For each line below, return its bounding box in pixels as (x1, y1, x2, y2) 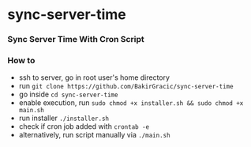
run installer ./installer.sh (18, 113, 110, 123)
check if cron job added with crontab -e (18, 122, 150, 131)
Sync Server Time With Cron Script (7, 34, 145, 45)
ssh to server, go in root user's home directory (18, 73, 170, 82)
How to (7, 55, 36, 66)
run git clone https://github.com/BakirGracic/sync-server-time (18, 81, 234, 91)
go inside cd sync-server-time (18, 89, 118, 100)
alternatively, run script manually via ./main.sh (18, 130, 170, 140)
